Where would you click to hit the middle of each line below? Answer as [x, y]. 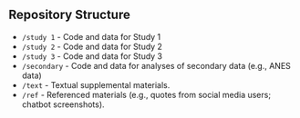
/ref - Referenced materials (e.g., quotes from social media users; [146, 94]
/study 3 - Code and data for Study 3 [92, 56]
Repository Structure [70, 15]
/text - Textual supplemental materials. [96, 84]
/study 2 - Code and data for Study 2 [92, 46]
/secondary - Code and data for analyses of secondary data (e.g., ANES [156, 65]
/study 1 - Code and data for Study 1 [91, 36]
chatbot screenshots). [63, 104]
